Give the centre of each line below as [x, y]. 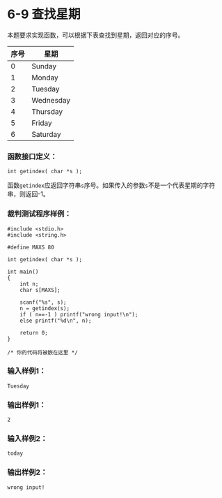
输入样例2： [27, 439]
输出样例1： [27, 404]
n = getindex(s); [45, 308]
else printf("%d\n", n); [56, 321]
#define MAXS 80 [31, 247]
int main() [23, 272]
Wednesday [51, 100]
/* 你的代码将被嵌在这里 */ [42, 352]
